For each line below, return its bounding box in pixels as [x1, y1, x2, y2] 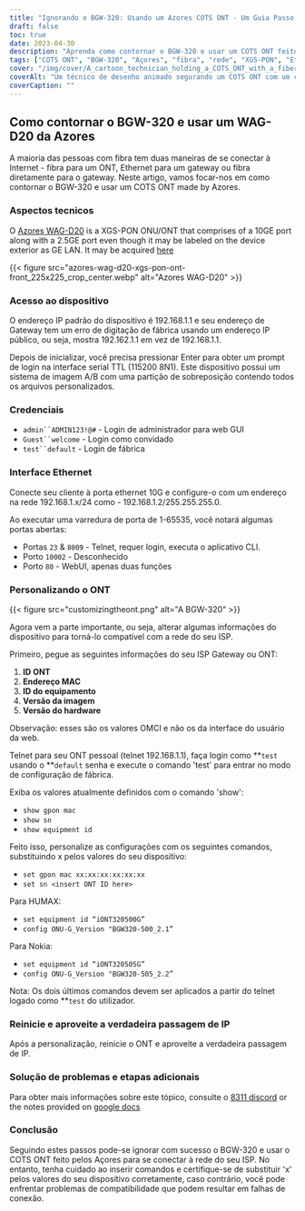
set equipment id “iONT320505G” [22, 959, 145, 968]
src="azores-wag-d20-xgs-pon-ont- [47, 262, 186, 273]
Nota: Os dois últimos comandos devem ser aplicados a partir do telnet [9, 985, 275, 996]
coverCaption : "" [9, 81, 75, 90]
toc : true [9, 30, 47, 39]
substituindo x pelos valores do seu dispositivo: [9, 850, 188, 861]
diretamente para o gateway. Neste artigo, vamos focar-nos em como [9, 172, 271, 183]
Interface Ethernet [9, 466, 93, 479]
